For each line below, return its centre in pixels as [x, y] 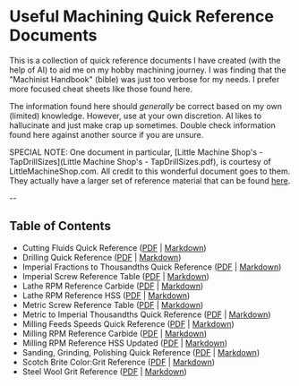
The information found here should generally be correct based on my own [146, 106]
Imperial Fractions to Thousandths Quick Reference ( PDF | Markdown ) [152, 267]
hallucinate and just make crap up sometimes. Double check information [142, 125]
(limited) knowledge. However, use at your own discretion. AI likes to [136, 116]
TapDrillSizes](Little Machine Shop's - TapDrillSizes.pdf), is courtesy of [140, 161]
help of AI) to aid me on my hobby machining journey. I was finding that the [148, 70]
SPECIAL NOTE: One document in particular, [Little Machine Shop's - [136, 152]
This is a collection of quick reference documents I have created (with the [145, 60]
